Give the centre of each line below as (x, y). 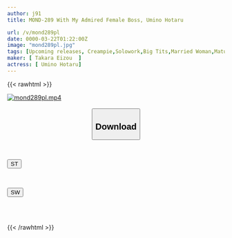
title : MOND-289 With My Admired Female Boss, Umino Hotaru (96, 20)
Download (116, 127)
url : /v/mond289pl (33, 32)
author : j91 (24, 13)
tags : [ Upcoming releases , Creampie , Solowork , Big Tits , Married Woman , (111, 52)
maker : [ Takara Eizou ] (44, 58)
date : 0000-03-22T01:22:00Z (48, 39)
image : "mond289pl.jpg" (41, 46)
